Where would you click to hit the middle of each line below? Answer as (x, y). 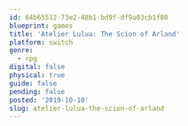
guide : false (33, 83)
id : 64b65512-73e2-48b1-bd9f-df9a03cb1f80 (89, 17)
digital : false (37, 67)
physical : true (37, 75)
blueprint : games (41, 26)
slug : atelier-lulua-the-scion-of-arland (87, 108)
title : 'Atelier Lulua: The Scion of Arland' (94, 34)
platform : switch (41, 42)
